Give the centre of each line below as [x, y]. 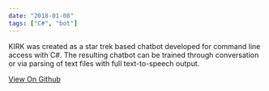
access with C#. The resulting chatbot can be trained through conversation [134, 55]
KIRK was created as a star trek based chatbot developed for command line [134, 46]
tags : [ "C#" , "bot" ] [43, 23]
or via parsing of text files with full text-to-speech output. [104, 63]
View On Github [34, 79]
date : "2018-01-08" [41, 16]
